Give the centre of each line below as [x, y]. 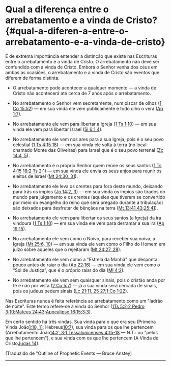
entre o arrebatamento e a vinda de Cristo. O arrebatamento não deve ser [82, 61]
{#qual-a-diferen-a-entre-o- [67, 31]
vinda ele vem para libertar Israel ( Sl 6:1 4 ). [58, 129]
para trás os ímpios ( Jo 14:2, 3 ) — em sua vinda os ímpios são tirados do [89, 191]
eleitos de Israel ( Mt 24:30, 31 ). [45, 176]
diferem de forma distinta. [32, 78]
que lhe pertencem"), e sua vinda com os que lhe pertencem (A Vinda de [82, 338]
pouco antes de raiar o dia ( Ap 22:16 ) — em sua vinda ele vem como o [86, 265]
